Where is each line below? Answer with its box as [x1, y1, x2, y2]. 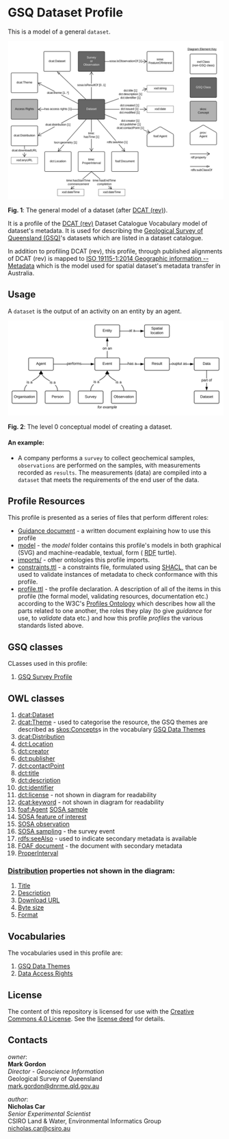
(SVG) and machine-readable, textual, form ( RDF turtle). [17, 549, 177, 557]
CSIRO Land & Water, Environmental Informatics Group [8, 1116, 161, 1125]
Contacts [8, 1034, 49, 1046]
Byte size [17, 903, 44, 912]
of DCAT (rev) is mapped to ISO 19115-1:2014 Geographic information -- [8, 255, 209, 263]
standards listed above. [17, 621, 84, 629]
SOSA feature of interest [17, 813, 87, 821]
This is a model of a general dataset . [8, 27, 111, 36]
